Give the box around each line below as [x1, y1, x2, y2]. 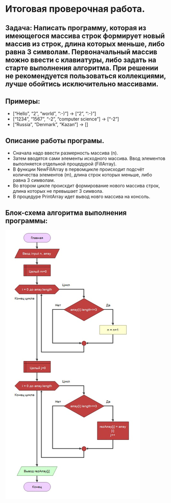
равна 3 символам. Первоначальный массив [5, 47, 157, 56]
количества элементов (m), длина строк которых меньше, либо [12, 172, 152, 178]
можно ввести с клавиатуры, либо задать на [5, 55, 157, 64]
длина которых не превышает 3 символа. [12, 188, 104, 194]
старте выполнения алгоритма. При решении [5, 64, 159, 72]
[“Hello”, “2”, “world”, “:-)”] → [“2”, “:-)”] [12, 111, 96, 117]
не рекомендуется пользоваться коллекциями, [5, 71, 166, 80]
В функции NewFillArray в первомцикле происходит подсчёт [12, 166, 144, 172]
